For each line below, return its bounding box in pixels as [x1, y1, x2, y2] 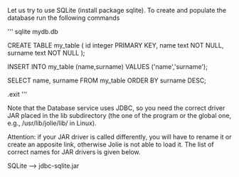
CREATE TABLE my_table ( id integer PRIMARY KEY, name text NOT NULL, [7, 41, 224, 49]
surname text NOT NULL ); [7, 49, 85, 57]
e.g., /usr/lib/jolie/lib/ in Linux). [7, 119, 97, 127]
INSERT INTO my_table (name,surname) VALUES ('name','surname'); [7, 63, 208, 70]
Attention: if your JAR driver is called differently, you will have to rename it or [7, 133, 232, 141]
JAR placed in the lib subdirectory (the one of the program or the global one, [7, 112, 232, 119]
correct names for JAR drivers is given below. [7, 148, 141, 156]
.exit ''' [7, 90, 28, 98]
